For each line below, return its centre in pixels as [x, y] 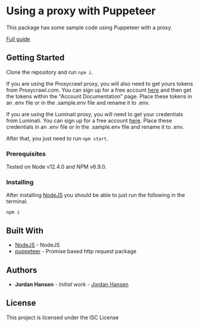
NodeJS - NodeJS [37, 245]
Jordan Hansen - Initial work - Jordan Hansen [72, 284]
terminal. [17, 201]
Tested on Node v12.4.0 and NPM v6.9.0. [57, 167]
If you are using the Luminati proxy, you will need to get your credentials [95, 114]
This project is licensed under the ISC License [63, 317]
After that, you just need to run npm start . [57, 138]
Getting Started [35, 58]
